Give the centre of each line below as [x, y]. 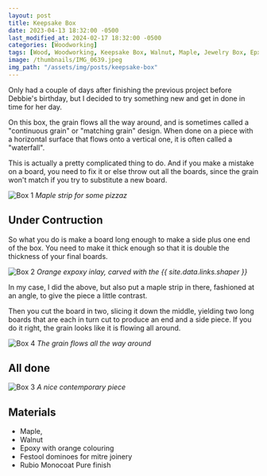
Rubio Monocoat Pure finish [65, 465]
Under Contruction [56, 221]
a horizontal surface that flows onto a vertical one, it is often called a [120, 139]
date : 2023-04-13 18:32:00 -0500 [64, 30]
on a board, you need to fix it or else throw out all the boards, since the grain [133, 171]
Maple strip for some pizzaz [81, 195]
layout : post [30, 15]
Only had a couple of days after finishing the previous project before [120, 90]
